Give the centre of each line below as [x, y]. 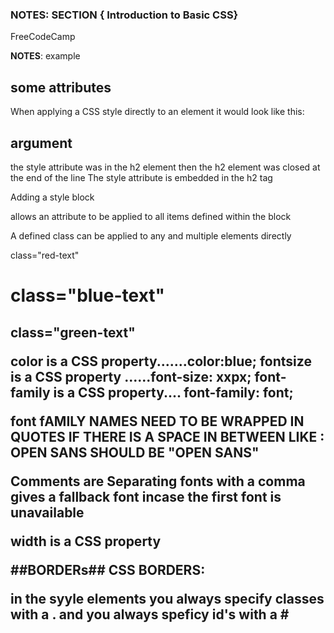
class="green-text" [73, 332]
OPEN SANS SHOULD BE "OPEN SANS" [135, 452]
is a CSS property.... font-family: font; [173, 392]
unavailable [47, 512]
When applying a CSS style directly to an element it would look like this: [157, 112]
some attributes [61, 87]
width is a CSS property [86, 541]
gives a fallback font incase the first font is [146, 496]
